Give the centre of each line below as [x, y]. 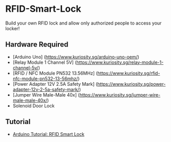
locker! [13, 28]
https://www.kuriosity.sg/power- [131, 84]
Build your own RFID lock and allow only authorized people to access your [83, 23]
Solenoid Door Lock [34, 106]
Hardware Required [37, 45]
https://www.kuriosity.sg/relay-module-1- [120, 62]
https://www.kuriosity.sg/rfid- [129, 73]
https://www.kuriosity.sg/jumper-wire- [120, 94]
